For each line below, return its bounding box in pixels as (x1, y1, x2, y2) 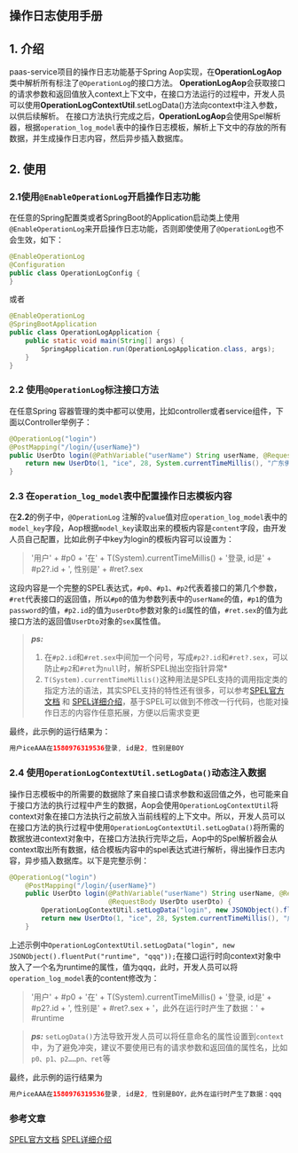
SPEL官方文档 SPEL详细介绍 (9, 1133, 113, 1144)
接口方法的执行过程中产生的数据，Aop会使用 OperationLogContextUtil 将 (16, 799, 279, 810)
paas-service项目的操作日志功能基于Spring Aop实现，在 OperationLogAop (9, 67, 282, 77)
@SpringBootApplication (9, 320, 98, 329)
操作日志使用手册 (9, 8, 103, 24)
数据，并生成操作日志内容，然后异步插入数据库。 (9, 133, 188, 144)
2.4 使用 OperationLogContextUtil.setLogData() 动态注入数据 (9, 766, 266, 779)
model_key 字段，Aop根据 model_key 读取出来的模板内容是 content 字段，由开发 (9, 522, 286, 534)
